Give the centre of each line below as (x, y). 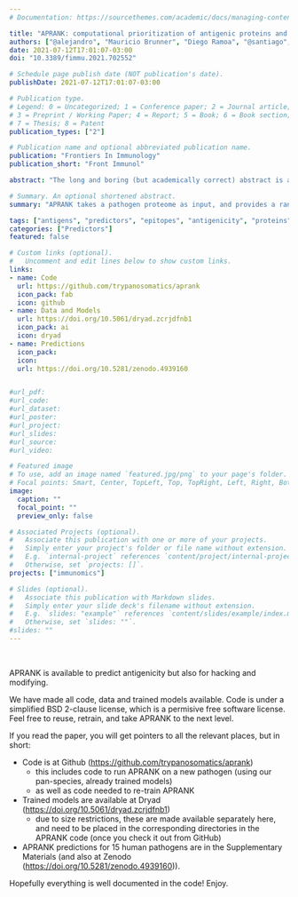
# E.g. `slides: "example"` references (87, 614)
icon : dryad (39, 336)
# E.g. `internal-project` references (85, 557)
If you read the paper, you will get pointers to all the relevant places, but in (145, 735)
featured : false (39, 237)
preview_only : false (55, 516)
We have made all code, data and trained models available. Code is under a (147, 699)
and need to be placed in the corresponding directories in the (147, 828)
